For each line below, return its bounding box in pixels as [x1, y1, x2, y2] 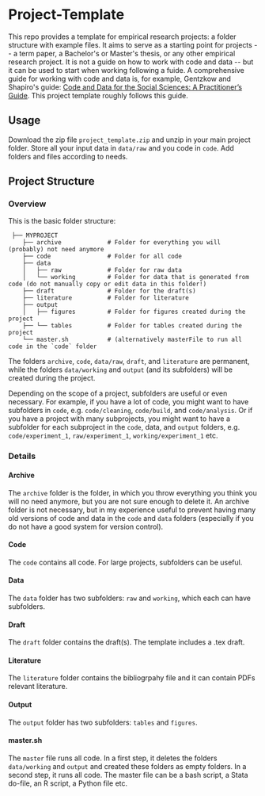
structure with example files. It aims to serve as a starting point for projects [8, 40, 253, 49]
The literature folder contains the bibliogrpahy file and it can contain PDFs [8, 673, 256, 683]
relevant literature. [8, 682, 68, 691]
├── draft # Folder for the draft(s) [22, 287, 196, 295]
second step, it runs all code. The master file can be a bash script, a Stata [8, 770, 248, 779]
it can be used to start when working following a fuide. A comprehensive [8, 65, 245, 75]
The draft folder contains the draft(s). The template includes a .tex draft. [8, 637, 245, 647]
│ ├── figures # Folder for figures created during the [22, 308, 246, 316]
